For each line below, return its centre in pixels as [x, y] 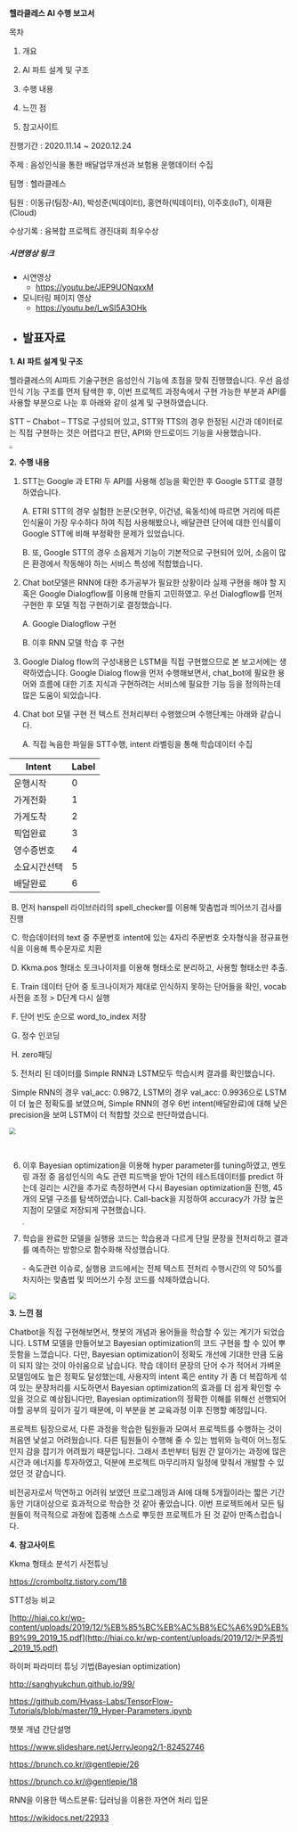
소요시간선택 [39, 867]
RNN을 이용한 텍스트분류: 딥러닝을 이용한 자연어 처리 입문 [109, 1800]
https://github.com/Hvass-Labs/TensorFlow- [91, 1702]
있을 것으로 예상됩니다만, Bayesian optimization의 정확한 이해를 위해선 [133, 1399]
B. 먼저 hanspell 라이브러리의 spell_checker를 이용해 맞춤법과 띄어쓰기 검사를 [147, 908]
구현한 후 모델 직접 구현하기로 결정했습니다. [97, 605]
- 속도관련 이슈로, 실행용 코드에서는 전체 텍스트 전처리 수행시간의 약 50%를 [152, 1269]
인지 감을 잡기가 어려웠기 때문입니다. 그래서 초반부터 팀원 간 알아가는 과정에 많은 [148, 1451]
